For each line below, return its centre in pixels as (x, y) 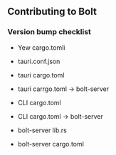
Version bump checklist (49, 32)
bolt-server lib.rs (42, 130)
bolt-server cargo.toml (51, 144)
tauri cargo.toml (41, 75)
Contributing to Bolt (52, 12)
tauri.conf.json (39, 61)
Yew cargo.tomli (41, 47)
